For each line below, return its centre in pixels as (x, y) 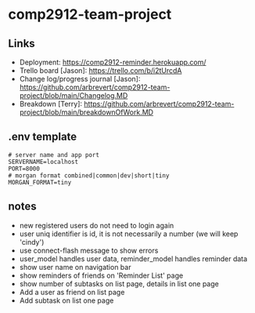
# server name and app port (54, 155)
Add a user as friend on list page (72, 292)
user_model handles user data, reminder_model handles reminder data (133, 258)
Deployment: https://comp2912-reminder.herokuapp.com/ (113, 62)
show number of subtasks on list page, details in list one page (119, 283)
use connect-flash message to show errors (89, 250)
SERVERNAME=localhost (43, 162)
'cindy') (32, 242)
